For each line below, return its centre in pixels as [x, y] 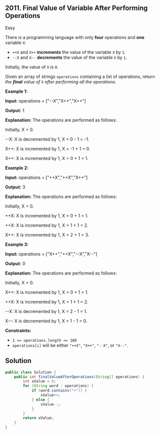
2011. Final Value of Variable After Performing [77, 8]
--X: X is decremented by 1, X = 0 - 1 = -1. [47, 139]
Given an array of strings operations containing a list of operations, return [80, 77]
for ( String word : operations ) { [58, 386]
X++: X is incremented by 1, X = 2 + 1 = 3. [47, 235]
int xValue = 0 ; [40, 381]
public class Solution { [31, 372]
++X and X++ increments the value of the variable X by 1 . [69, 52]
